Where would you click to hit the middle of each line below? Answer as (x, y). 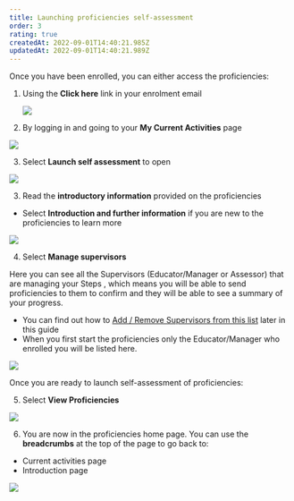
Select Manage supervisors (74, 257)
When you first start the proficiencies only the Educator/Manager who (151, 339)
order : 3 (25, 26)
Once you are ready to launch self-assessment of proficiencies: (126, 383)
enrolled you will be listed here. (80, 349)
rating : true (34, 34)
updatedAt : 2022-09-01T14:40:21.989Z (80, 51)
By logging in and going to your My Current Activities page (132, 128)
